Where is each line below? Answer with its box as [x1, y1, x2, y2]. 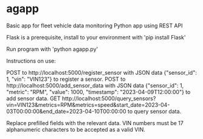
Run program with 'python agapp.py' [6, 45, 98, 53]
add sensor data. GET [6, 95, 61, 102]
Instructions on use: [6, 57, 56, 64]
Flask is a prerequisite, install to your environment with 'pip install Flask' [6, 33, 186, 41]
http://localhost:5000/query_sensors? [61, 95, 156, 102]
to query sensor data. [127, 107, 182, 115]
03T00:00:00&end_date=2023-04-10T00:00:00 [6, 107, 126, 115]
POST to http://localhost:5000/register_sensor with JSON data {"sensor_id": [6, 69, 198, 76]
